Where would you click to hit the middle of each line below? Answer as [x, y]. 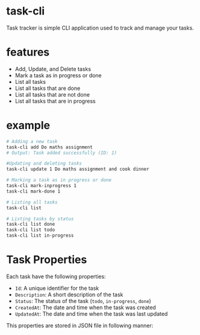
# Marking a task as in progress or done [59, 180]
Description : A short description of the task [69, 295]
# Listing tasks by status [40, 219]
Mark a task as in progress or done [58, 75]
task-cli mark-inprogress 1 [42, 186]
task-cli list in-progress [40, 236]
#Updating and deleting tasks [44, 164]
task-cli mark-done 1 [33, 191]
